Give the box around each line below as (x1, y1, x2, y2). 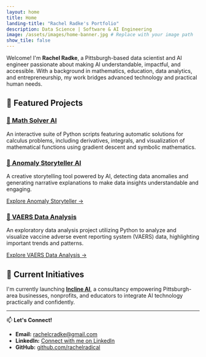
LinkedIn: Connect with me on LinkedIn (15, 337, 115, 345)
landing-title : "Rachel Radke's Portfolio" (6, 20, 120, 26)
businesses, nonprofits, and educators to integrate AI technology (18, 292, 183, 299)
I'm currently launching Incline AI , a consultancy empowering (6, 285, 162, 293)
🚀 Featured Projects (6, 98, 83, 108)
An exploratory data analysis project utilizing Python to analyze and (6, 227, 177, 234)
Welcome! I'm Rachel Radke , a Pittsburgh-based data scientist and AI (6, 54, 182, 61)
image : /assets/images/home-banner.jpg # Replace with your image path (6, 32, 193, 38)
